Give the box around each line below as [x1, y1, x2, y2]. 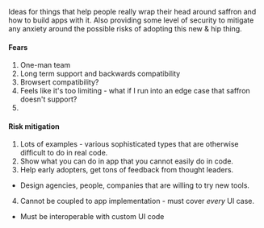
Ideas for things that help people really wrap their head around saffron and [8, 7, 257, 16]
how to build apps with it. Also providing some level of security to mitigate [8, 15, 254, 25]
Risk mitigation [8, 121, 60, 131]
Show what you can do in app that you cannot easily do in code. [19, 156, 234, 166]
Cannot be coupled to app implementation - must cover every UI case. [19, 197, 254, 206]
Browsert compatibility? [19, 77, 99, 87]
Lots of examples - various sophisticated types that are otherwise [19, 139, 240, 149]
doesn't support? [19, 94, 78, 104]
